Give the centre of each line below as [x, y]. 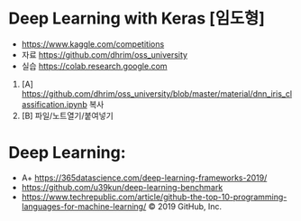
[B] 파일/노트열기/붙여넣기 [67, 115]
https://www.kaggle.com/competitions [93, 44]
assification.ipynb [54, 104]
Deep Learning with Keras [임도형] [137, 18]
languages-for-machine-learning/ [84, 206]
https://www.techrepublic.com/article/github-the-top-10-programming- [154, 197]
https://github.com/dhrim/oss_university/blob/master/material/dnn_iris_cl [157, 93]
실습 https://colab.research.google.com [94, 66]
